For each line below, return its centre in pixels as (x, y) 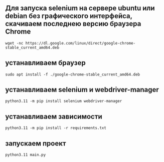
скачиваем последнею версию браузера (73, 24)
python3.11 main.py (26, 155)
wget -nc (14, 43)
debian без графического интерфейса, (69, 16)
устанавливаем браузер (46, 63)
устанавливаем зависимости (54, 116)
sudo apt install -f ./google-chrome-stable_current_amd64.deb (73, 74)
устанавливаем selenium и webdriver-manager (82, 90)
